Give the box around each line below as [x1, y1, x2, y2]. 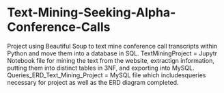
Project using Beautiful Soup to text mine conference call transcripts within [7, 42, 218, 50]
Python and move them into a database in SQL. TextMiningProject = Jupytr [7, 49, 217, 57]
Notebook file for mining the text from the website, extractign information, [7, 56, 215, 64]
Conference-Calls [7, 19, 111, 35]
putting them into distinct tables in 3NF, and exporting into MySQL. [7, 64, 195, 72]
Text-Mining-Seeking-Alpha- [7, 5, 176, 21]
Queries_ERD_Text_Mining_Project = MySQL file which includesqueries [7, 70, 206, 79]
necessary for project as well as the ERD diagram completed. [7, 78, 179, 86]
